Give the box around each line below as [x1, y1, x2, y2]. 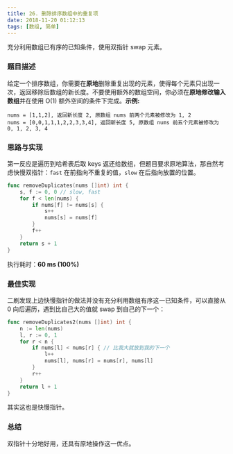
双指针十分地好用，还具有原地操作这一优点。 [7, 439, 135, 448]
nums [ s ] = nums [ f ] [44, 215, 98, 221]
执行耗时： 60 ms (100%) [7, 260, 80, 268]
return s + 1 [19, 240, 58, 247]
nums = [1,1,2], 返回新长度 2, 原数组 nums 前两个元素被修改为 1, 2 [7, 112, 192, 119]
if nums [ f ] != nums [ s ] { [32, 201, 104, 208]
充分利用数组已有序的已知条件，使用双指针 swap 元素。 [7, 43, 166, 51]
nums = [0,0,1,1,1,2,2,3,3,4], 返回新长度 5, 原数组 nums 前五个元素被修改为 [7, 119, 220, 126]
